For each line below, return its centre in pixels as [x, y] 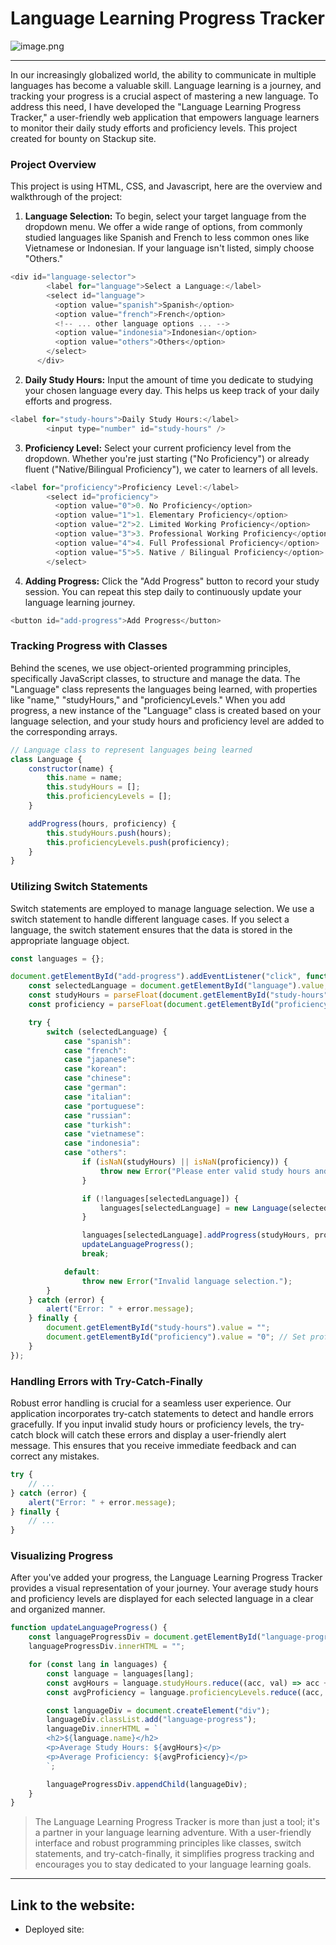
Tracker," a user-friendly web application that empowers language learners [165, 117]
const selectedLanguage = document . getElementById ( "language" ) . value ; [178, 986]
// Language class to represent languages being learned [131, 750]
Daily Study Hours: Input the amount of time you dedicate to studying [169, 379]
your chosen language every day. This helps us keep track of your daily [172, 390]
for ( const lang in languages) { [98, 1665]
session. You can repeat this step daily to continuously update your [163, 591]
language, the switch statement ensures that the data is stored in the [151, 929]
